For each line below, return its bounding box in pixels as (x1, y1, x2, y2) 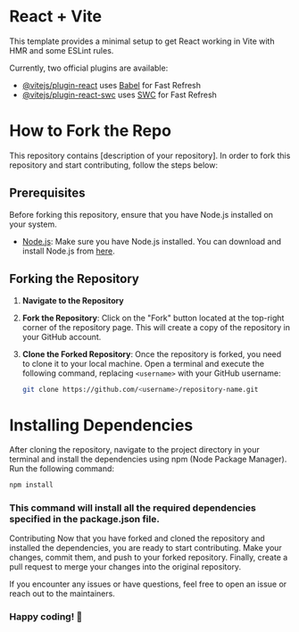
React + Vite (9, 6, 103, 27)
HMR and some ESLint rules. (9, 45, 114, 55)
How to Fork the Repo (9, 121, 172, 141)
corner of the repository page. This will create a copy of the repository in (21, 321, 291, 332)
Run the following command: (9, 463, 114, 474)
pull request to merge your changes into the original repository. (9, 561, 242, 572)
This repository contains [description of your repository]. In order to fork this (9, 150, 291, 161)
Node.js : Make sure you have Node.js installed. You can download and (21, 236, 282, 246)
